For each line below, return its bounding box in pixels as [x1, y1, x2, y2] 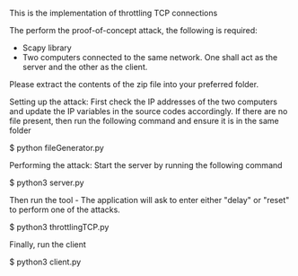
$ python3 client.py [9, 256, 82, 267]
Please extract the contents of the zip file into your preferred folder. [9, 79, 259, 89]
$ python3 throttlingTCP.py [9, 222, 110, 232]
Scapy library [22, 42, 72, 53]
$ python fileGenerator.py [9, 143, 105, 153]
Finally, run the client [9, 239, 87, 250]
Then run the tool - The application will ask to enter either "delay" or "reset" [9, 195, 290, 205]
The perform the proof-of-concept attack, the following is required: [9, 25, 258, 35]
